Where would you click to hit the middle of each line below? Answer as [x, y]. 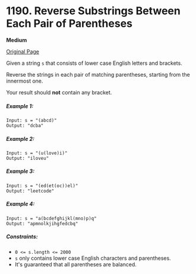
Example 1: [20, 106]
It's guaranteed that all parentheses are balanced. [75, 264]
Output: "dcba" [25, 125]
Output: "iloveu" [28, 158]
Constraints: [22, 237]
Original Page [23, 51]
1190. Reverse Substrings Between [94, 11]
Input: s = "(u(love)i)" [37, 153]
